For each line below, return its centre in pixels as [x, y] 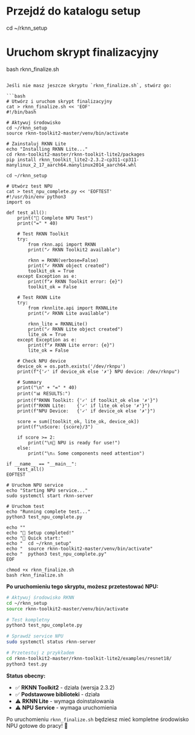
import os [19, 202]
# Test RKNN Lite [39, 297]
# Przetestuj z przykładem [40, 653]
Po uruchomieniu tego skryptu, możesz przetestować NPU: [82, 586]
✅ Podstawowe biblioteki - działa [57, 694]
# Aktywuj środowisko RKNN [40, 598]
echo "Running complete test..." [48, 512]
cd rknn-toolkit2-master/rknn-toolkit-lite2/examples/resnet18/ [89, 658]
